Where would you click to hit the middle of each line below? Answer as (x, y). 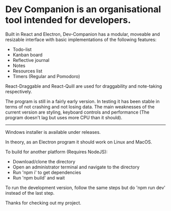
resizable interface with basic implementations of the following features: (81, 40)
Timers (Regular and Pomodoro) (46, 76)
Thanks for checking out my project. (43, 203)
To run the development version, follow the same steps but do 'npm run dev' (85, 187)
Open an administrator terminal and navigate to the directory (76, 167)
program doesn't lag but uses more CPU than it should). (64, 117)
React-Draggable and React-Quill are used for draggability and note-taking (84, 86)
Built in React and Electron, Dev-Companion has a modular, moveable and (83, 34)
